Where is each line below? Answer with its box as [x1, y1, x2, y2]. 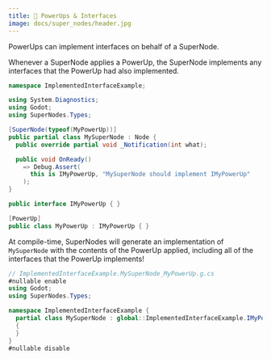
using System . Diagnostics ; [8, 96, 99, 104]
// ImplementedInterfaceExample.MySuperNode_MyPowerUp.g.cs [8, 269, 215, 277]
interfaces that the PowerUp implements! [8, 254, 145, 264]
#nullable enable [8, 277, 67, 285]
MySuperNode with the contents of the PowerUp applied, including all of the [8, 245, 254, 255]
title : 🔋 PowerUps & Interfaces [8, 11, 117, 20]
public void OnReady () [15, 155, 92, 163]
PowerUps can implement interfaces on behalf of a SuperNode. [8, 41, 219, 51]
